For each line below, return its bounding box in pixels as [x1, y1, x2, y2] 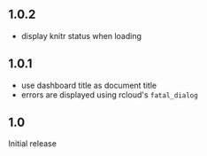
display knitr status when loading [20, 30, 142, 41]
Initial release [8, 138, 57, 149]
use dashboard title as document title [20, 80, 157, 90]
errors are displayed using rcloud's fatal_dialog [20, 89, 198, 100]
